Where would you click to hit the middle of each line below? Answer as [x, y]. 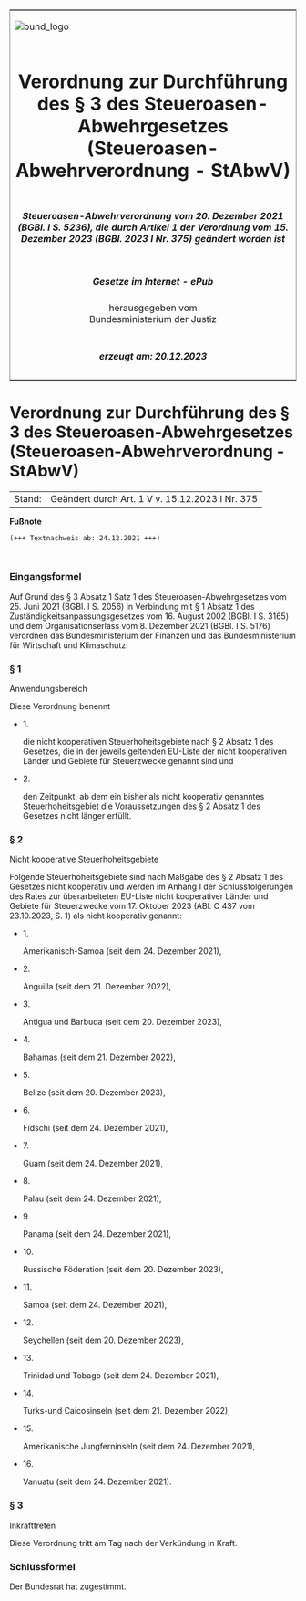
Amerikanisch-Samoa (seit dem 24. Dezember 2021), [122, 951]
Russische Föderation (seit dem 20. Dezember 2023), [123, 1270]
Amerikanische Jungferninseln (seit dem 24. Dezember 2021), [139, 1447]
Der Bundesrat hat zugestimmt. [68, 1586]
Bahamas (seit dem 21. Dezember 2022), [99, 1057]
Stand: [28, 498]
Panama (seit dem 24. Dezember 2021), [97, 1234]
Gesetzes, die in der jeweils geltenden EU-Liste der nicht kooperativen [155, 751]
